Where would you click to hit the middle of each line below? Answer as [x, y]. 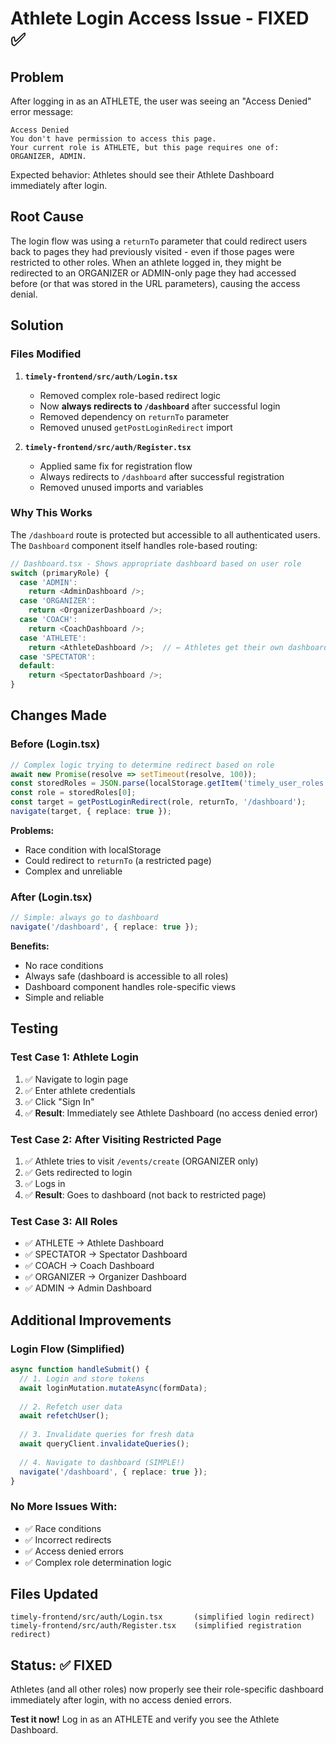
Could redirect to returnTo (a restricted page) [118, 860]
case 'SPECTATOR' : [58, 657]
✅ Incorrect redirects [68, 1539]
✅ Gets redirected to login [78, 1173]
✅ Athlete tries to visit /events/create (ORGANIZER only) [141, 1161]
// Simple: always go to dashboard [84, 918]
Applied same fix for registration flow [116, 466]
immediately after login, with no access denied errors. [121, 1700]
